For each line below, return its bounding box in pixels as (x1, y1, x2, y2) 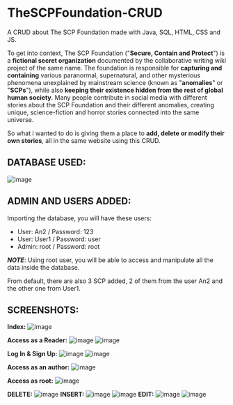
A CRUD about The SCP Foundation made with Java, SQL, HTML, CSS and (7, 28, 221, 36)
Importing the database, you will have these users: (7, 214, 152, 222)
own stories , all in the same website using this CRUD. (7, 136, 161, 144)
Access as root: (7, 376, 54, 385)
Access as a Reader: (7, 336, 67, 344)
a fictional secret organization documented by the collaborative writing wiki (7, 56, 227, 64)
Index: (7, 323, 26, 331)
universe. (7, 115, 34, 123)
